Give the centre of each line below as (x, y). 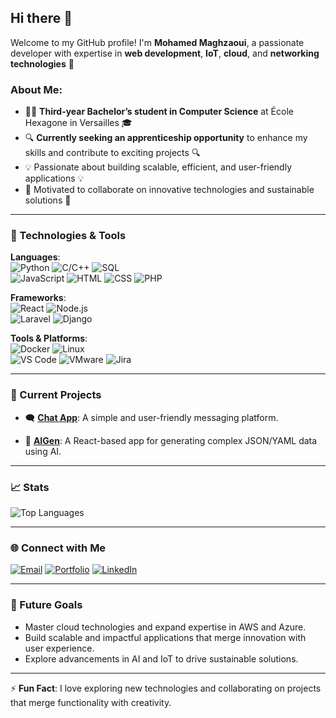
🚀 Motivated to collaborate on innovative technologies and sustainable (169, 190)
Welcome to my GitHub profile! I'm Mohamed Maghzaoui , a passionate (157, 42)
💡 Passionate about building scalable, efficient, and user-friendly (158, 167)
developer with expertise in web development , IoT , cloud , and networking (165, 53)
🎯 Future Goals (46, 605)
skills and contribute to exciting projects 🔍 (112, 153)
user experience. (59, 648)
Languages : (35, 257)
